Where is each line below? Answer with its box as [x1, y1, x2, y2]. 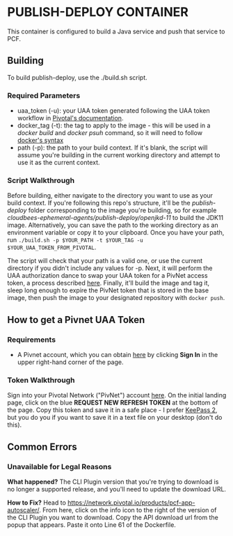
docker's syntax [17, 136, 64, 145]
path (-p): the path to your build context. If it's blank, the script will [17, 143, 208, 152]
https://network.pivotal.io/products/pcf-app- [67, 498, 195, 507]
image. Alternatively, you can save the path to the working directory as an [7, 221, 218, 230]
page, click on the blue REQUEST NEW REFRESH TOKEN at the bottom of [7, 398, 218, 407]
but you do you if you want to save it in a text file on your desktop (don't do [7, 413, 223, 422]
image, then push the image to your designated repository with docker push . [7, 294, 225, 302]
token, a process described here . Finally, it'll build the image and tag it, [7, 279, 210, 287]
